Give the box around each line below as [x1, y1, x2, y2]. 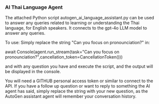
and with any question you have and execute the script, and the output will [5, 63, 153, 69]
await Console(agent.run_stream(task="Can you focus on [5, 49, 119, 55]
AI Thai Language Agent [5, 4, 63, 11]
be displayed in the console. [5, 69, 61, 74]
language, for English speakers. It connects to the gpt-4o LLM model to [5, 25, 147, 31]
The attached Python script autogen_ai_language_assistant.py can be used [5, 15, 155, 21]
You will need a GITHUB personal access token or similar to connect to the [5, 78, 153, 84]
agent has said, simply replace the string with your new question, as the [5, 89, 148, 94]
